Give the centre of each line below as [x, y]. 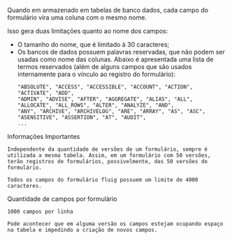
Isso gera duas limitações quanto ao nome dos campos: [88, 31]
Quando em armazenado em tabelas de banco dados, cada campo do [108, 10]
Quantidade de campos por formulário [62, 199]
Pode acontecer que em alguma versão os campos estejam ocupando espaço [115, 224]
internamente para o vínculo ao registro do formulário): [96, 74]
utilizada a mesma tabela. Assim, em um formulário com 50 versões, [109, 156]
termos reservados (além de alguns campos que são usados [104, 67]
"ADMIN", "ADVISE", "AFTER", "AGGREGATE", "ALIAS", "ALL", [105, 99]
